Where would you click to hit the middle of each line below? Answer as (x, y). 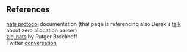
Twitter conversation (31, 43)
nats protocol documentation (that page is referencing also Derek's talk (93, 24)
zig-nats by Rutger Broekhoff (42, 36)
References (28, 10)
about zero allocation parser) (42, 30)
